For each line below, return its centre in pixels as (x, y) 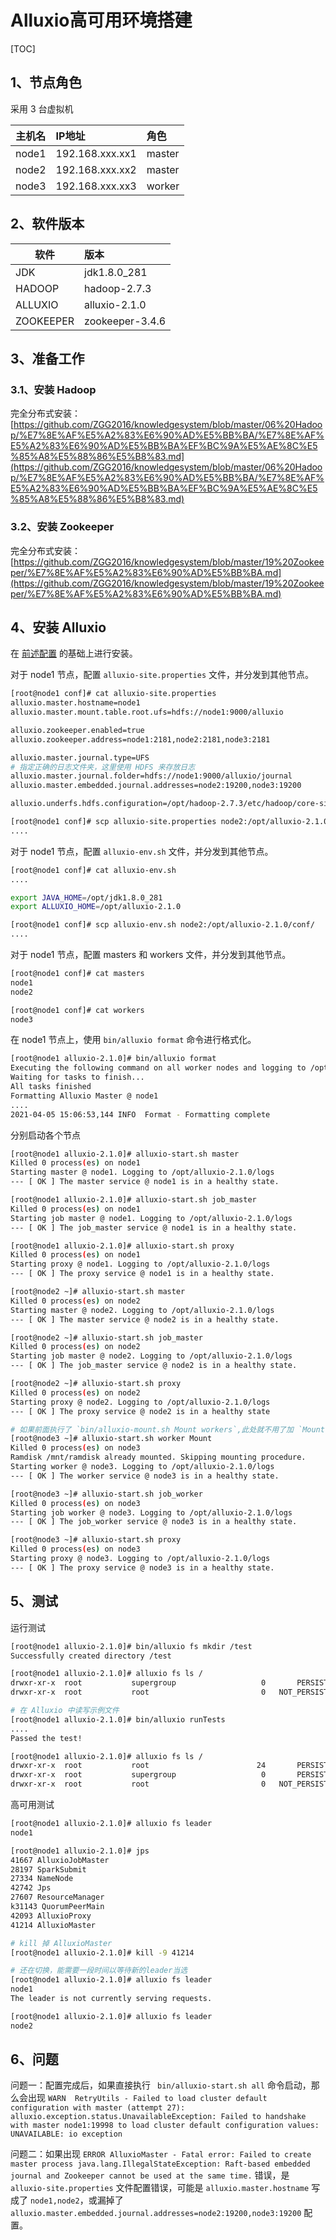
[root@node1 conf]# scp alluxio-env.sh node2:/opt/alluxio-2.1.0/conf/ (162, 925)
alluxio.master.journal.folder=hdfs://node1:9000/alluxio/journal (151, 776)
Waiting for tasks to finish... (77, 1077)
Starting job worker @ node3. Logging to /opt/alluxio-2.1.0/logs (151, 1512)
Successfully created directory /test (91, 1656)
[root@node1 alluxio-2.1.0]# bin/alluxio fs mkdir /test (131, 1646)
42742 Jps (31, 1888)
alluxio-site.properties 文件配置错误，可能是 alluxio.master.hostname (160, 2188)
